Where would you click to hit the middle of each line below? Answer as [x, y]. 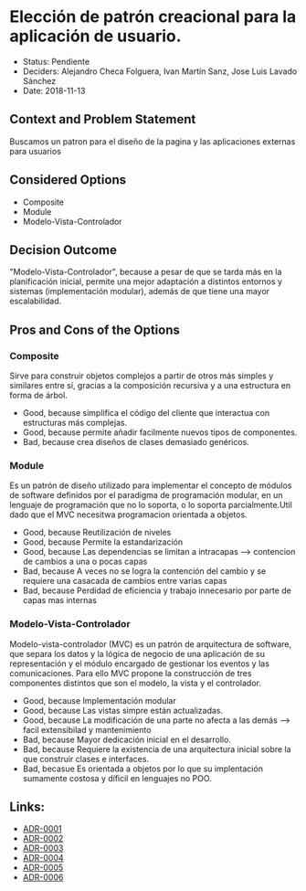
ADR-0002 [43, 839]
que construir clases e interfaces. [85, 758]
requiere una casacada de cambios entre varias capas [125, 581]
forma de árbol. [39, 396]
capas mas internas [60, 600]
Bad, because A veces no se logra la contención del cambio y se [144, 571]
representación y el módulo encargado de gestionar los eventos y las [139, 663]
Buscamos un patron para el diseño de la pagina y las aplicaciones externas [153, 141]
